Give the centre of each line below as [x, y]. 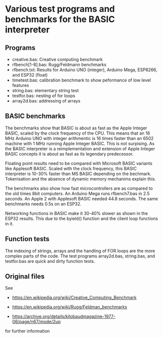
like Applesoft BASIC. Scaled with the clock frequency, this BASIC [71, 168]
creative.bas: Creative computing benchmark [57, 59]
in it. [9, 223]
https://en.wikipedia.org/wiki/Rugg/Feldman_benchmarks [70, 307]
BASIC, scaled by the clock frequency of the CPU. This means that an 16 [78, 133]
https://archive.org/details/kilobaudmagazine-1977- [64, 317]
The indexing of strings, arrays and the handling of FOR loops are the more [80, 251]
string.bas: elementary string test [45, 90]
